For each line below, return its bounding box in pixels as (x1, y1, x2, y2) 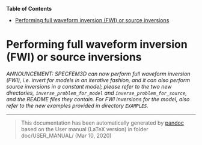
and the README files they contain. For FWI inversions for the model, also (6, 95, 190, 102)
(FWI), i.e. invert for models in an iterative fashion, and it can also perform (6, 76, 191, 83)
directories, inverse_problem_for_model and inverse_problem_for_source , (6, 89, 188, 96)
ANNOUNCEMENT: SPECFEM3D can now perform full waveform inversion (6, 70, 191, 77)
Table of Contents (6, 5, 52, 12)
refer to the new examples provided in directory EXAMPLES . (6, 102, 148, 109)
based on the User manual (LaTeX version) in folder (20, 125, 148, 132)
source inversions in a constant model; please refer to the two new (6, 83, 172, 90)
